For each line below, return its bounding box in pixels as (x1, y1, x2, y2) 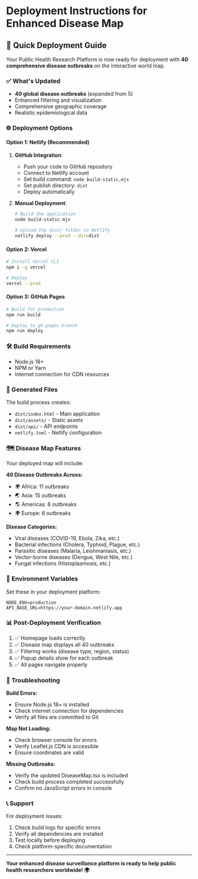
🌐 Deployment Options (6, 124, 73, 132)
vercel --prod (6, 280, 41, 286)
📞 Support (6, 799, 34, 807)
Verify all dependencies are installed (14, 831, 103, 838)
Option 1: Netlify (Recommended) (6, 138, 90, 145)
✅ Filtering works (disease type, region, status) (14, 647, 130, 654)
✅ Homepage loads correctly (14, 634, 85, 641)
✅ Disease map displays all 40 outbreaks (14, 641, 115, 648)
